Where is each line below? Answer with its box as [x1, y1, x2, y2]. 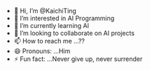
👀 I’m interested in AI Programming [13, 14, 115, 22]
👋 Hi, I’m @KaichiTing [13, 7, 77, 15]
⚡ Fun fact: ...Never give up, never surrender [13, 55, 143, 63]
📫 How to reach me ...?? [13, 37, 86, 45]
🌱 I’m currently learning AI [13, 22, 90, 29]
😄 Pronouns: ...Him [13, 47, 71, 55]
